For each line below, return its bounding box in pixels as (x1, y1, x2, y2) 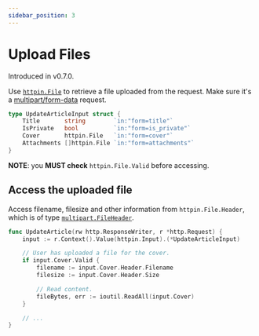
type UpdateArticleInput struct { (8, 110, 122, 118)
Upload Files (8, 45, 91, 63)
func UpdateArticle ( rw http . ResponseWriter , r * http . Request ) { (8, 228, 223, 236)
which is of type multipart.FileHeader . (8, 213, 135, 222)
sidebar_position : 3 (8, 11, 76, 20)
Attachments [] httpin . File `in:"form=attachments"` (22, 139, 195, 148)
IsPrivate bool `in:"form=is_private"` (22, 125, 192, 133)
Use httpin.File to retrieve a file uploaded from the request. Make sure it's (8, 86, 252, 96)
